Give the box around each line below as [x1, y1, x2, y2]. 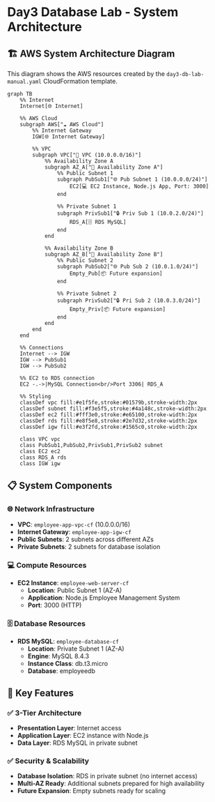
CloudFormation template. [42, 77, 118, 85]
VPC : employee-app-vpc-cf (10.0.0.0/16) [17, 520, 131, 529]
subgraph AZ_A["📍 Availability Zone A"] [44, 164, 164, 171]
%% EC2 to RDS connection [19, 374, 95, 381]
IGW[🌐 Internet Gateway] [32, 133, 106, 140]
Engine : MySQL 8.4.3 [27, 652, 89, 660]
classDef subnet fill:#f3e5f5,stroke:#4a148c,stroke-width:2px [19, 405, 207, 412]
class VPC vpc [19, 436, 61, 443]
